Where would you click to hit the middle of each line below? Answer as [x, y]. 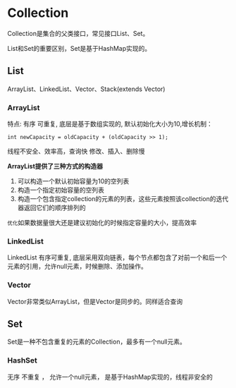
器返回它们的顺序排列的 [51, 208]
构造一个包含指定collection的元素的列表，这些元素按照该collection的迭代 [123, 199]
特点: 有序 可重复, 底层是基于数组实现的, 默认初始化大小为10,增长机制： [110, 124]
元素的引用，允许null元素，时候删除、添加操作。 [77, 267]
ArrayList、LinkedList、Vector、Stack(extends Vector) [86, 89]
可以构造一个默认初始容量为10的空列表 [73, 181]
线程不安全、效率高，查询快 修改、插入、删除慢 [76, 151]
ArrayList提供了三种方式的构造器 [55, 166]
